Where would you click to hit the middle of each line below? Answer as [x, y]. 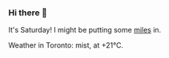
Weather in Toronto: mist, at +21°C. [66, 45]
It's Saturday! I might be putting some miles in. [85, 30]
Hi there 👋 [28, 13]
